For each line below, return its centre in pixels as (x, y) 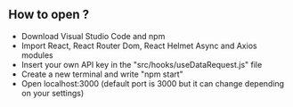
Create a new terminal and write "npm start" (102, 74)
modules (37, 55)
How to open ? (49, 15)
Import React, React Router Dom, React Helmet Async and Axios (139, 45)
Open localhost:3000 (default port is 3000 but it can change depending (153, 83)
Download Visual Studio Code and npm (93, 36)
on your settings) (53, 93)
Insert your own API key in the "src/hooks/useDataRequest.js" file (142, 64)
